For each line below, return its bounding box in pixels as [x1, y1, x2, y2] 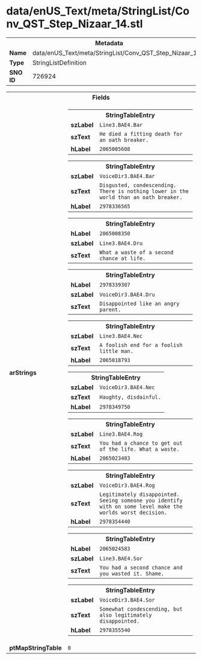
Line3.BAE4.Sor [99, 555, 143, 562]
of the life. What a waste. [99, 445, 180, 452]
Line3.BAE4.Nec [99, 332, 143, 339]
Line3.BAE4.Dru [99, 240, 143, 247]
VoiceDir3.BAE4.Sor [99, 596, 155, 603]
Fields [92, 93, 110, 101]
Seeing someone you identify [99, 497, 183, 504]
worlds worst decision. [99, 509, 168, 516]
